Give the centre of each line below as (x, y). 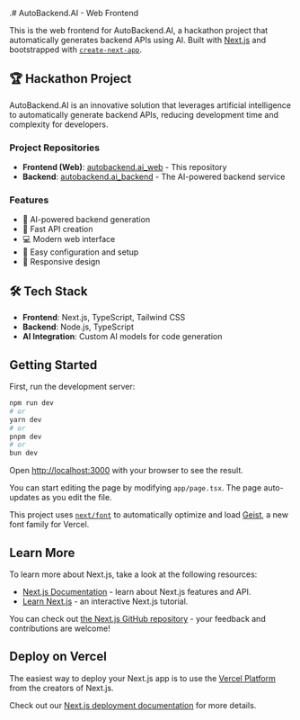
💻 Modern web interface (69, 239)
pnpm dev (26, 436)
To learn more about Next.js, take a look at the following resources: (133, 574)
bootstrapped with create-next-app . (75, 49)
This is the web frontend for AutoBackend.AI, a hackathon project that (139, 30)
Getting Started (53, 365)
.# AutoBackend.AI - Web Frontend (74, 13)
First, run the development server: (72, 387)
